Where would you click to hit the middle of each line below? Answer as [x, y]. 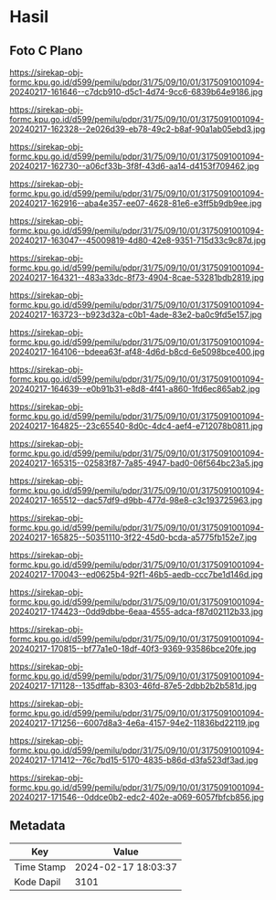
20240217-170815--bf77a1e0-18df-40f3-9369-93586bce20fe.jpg [133, 649]
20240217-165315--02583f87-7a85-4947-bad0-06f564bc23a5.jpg [137, 463]
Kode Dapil [37, 882]
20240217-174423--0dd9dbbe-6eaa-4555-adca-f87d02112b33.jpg [136, 611]
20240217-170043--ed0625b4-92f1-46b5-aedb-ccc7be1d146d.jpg [136, 574]
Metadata [37, 826]
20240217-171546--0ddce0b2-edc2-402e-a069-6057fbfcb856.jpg [137, 797]
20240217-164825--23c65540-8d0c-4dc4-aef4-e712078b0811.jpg [136, 426]
